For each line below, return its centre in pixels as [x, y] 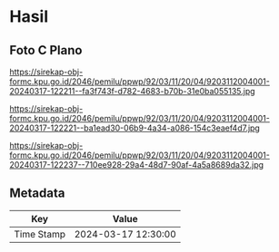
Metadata [37, 194]
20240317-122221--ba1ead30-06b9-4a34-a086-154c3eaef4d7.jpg [135, 128]
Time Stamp [40, 234]
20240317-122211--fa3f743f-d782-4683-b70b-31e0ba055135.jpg [133, 91]
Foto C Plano [46, 50]
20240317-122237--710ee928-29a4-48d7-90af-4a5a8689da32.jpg [137, 165]
